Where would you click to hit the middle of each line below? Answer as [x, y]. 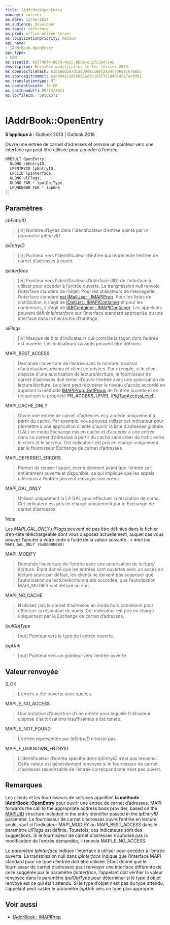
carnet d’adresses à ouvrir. [46, 261]
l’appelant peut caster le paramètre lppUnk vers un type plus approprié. [80, 888]
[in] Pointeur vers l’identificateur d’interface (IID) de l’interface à [84, 281]
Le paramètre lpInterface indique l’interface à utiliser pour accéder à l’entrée [85, 851]
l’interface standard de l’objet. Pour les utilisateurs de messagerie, [87, 291]
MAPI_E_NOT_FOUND [28, 728]
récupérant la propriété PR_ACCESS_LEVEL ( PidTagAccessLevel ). [87, 396]
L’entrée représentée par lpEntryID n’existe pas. [67, 739]
